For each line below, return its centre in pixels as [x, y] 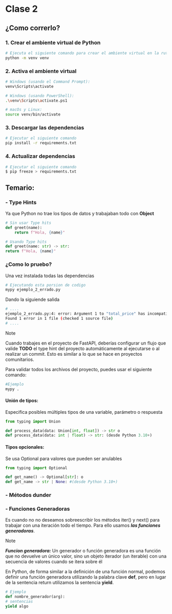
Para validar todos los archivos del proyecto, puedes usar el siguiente [79, 369]
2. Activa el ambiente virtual [41, 71]
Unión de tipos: [22, 400]
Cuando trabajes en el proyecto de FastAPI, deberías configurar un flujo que [86, 343]
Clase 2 [22, 9]
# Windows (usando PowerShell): [40, 95]
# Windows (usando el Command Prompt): [48, 82]
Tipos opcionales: [25, 447]
